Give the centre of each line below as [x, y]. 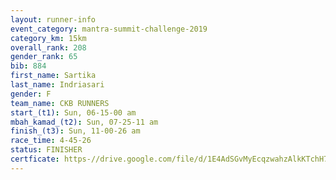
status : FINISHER [46, 150]
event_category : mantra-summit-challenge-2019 [109, 29]
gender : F [31, 94]
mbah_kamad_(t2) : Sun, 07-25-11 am [84, 122]
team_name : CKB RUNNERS [60, 103]
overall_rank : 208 [48, 47]
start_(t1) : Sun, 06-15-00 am [73, 112]
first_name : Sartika [53, 76]
